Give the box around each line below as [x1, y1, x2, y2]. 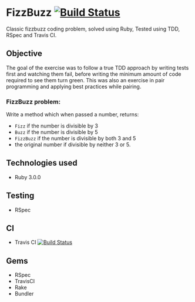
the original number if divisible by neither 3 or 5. [14, 141, 131, 148]
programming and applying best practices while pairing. [6, 83, 142, 90]
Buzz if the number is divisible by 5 [14, 129, 98, 136]
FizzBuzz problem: [6, 98, 60, 106]
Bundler [14, 290, 34, 297]
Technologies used [6, 158, 78, 168]
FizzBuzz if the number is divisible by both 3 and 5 [14, 135, 136, 142]
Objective [6, 49, 43, 59]
